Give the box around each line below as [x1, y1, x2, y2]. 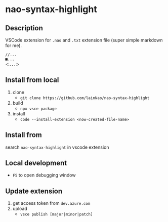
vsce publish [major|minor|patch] [20, 212, 93, 217]
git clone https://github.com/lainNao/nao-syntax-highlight [20, 95, 150, 101]
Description [5, 24, 43, 32]
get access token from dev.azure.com [12, 200, 91, 206]
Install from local [5, 76, 59, 84]
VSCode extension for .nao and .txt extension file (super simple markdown [5, 37, 163, 43]
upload [12, 206, 28, 212]
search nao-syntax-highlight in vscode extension [5, 144, 109, 150]
